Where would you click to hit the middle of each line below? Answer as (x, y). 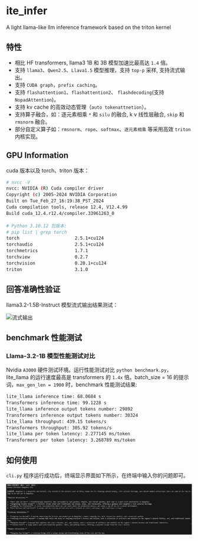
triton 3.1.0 (47, 269)
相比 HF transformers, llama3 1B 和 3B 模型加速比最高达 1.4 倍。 (93, 63)
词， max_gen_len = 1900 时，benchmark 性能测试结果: (72, 384)
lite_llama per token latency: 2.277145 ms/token (68, 434)
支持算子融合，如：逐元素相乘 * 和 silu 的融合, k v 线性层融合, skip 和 (99, 114)
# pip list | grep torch (37, 232)
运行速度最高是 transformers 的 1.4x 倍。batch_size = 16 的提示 (112, 377)
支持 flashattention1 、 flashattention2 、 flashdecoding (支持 (89, 92)
